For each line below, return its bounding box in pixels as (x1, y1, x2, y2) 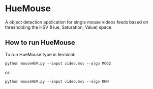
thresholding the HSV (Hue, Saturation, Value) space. (5, 24, 113, 30)
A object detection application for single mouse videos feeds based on (5, 19, 149, 25)
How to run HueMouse (5, 39, 75, 47)
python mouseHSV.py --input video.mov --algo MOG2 (5, 61, 111, 66)
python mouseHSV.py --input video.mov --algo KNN (5, 79, 109, 84)
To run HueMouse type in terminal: (5, 51, 75, 57)
